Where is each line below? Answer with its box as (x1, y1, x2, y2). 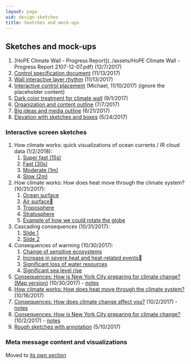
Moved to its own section (5, 352, 66, 359)
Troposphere (22, 204, 54, 211)
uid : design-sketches (5, 14, 59, 20)
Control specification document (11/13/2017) (14, 70, 121, 77)
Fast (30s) (22, 160, 48, 168)
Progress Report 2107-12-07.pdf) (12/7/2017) (14, 63, 122, 71)
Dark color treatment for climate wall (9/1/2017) (14, 95, 129, 102)
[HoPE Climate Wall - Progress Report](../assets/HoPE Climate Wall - (14, 57, 180, 64)
